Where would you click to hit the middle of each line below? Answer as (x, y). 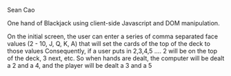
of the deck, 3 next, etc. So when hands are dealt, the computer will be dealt (116, 58)
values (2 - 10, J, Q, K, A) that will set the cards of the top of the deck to (109, 43)
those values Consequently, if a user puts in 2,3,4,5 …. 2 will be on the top (112, 51)
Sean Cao (21, 10)
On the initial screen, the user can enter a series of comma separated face (113, 36)
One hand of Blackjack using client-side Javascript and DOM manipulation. (113, 23)
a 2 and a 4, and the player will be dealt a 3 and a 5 (80, 65)
